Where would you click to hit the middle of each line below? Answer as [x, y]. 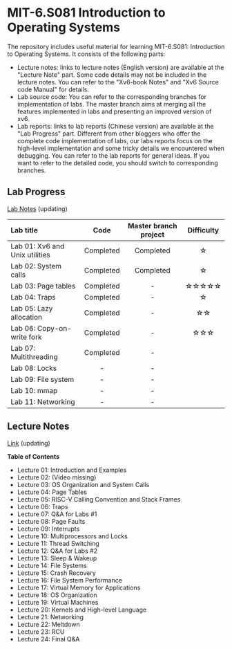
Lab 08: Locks [34, 368]
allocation [27, 317]
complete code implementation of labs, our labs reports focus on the [115, 140]
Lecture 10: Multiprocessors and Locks [72, 536]
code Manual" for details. [53, 89]
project [153, 235]
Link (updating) [29, 443]
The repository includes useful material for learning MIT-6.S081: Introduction [116, 46]
